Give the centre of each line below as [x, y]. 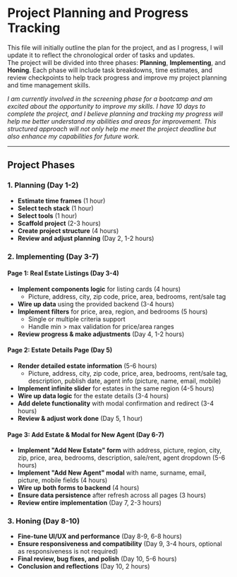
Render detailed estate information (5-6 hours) [87, 366]
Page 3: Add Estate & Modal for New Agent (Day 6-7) [86, 434]
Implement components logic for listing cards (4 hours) [99, 289]
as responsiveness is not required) [68, 552]
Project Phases [41, 165]
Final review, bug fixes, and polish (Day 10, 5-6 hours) [97, 559]
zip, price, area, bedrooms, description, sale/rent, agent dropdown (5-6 [121, 458]
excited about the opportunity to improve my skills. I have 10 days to [107, 106]
